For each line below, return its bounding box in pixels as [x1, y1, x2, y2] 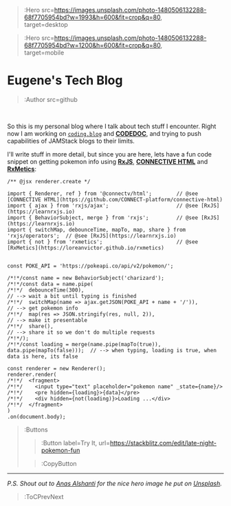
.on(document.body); [7, 413, 67, 420]
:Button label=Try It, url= [41, 438, 111, 447]
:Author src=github [23, 95, 78, 103]
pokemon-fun [41, 446, 80, 454]
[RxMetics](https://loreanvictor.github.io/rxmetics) [7, 244, 165, 251]
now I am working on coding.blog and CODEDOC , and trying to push [7, 129, 201, 137]
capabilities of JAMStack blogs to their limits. [7, 136, 135, 145]
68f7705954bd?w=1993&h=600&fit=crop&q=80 [23, 13, 161, 21]
